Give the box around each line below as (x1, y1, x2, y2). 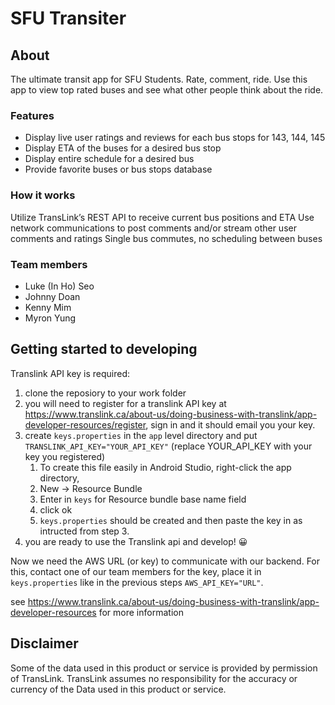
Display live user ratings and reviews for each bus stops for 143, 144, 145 (24, 132, 326, 144)
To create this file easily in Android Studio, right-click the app (39, 461, 292, 473)
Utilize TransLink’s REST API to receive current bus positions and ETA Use (10, 211, 315, 223)
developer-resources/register (24, 418, 147, 431)
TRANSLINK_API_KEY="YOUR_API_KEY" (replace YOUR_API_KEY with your (24, 440, 313, 452)
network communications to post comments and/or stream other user (10, 222, 297, 234)
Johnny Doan (24, 290, 81, 302)
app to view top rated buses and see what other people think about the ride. (10, 84, 324, 96)
